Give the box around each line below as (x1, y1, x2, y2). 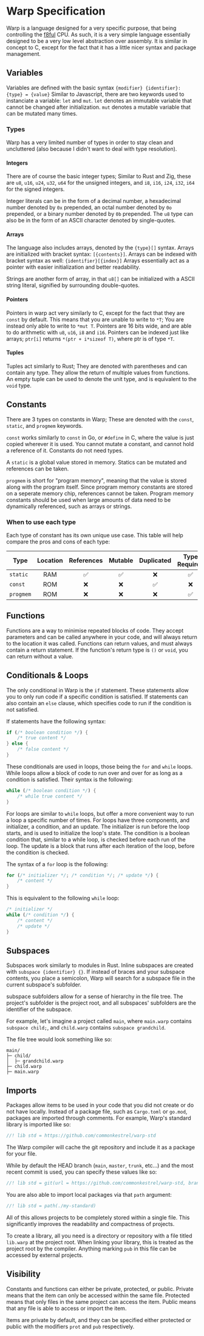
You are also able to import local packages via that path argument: (6, 1191, 172, 1198)
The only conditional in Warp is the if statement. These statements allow (6, 686, 189, 694)
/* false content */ (17, 746, 69, 752)
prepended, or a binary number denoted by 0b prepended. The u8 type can (6, 210, 193, 218)
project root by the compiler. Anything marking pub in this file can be (6, 1245, 177, 1252)
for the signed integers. (6, 185, 65, 193)
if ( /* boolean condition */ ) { (6, 729, 88, 735)
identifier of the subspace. (6, 1006, 73, 1013)
